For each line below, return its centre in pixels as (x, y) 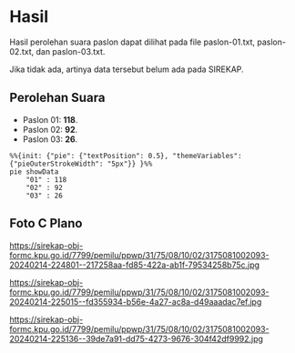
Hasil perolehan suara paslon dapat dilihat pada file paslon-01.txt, (132, 42)
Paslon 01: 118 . (50, 119)
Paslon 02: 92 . (50, 129)
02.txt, (22, 51)
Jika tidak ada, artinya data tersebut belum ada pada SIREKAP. (127, 69)
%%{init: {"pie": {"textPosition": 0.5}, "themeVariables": (126, 156)
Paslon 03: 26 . (50, 139)
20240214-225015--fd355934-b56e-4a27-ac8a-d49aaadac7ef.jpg (136, 301)
